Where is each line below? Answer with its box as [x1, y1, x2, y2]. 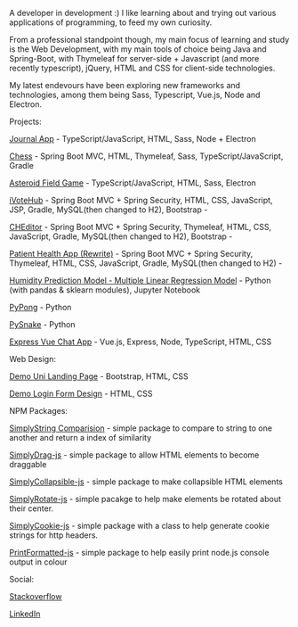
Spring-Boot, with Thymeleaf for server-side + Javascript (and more [9, 54, 260, 63]
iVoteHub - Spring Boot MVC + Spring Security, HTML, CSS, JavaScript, [9, 195, 273, 205]
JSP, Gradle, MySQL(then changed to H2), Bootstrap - [9, 204, 208, 215]
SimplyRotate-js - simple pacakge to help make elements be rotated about [9, 494, 282, 504]
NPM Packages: [9, 406, 68, 416]
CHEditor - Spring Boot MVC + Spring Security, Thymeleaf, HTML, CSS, [9, 222, 272, 232]
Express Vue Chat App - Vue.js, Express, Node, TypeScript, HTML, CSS [9, 336, 272, 347]
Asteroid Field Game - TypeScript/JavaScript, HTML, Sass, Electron [9, 177, 256, 188]
